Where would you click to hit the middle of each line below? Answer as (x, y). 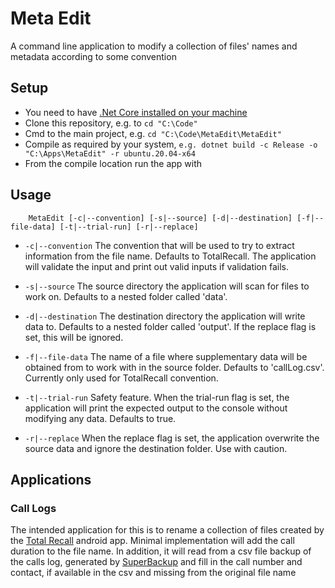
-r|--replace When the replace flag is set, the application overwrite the (172, 438)
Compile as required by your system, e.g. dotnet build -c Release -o (171, 144)
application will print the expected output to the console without (156, 408)
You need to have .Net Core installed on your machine (136, 112)
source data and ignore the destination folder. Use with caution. (156, 448)
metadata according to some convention (93, 56)
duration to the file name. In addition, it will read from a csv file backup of (161, 551)
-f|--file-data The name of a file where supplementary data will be (166, 356)
